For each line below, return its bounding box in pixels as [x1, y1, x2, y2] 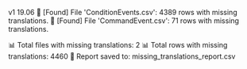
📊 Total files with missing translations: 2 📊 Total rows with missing [8, 40, 228, 49]
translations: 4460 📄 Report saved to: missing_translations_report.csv [8, 52, 236, 61]
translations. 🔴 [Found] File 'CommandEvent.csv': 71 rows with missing [8, 16, 240, 25]
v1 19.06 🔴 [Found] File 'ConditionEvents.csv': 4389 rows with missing [8, 8, 237, 17]
